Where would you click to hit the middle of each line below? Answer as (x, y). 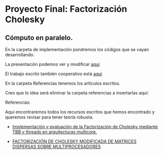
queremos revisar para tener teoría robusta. (49, 117)
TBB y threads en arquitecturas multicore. (55, 132)
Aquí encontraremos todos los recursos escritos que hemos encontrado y (80, 112)
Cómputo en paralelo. (39, 38)
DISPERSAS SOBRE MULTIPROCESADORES (56, 147)
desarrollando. (20, 55)
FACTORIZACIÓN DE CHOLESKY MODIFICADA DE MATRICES (74, 141)
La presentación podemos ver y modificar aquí (52, 64)
